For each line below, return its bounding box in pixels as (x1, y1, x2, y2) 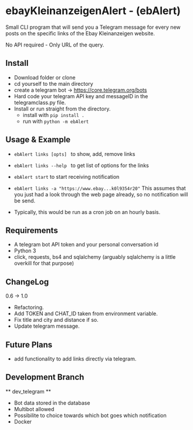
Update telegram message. (13, 322, 80, 330)
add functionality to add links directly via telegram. (13, 355, 137, 362)
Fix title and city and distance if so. (13, 316, 99, 324)
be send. (13, 197, 36, 204)
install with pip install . (22, 111, 84, 118)
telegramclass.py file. (13, 99, 66, 106)
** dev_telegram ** (5, 388, 51, 395)
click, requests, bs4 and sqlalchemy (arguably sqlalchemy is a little (13, 254, 176, 261)
